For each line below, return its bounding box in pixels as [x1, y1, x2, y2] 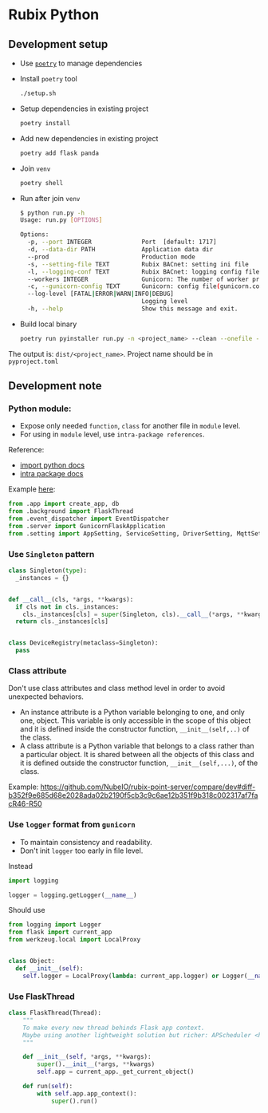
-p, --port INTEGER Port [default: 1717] [27, 238, 217, 247]
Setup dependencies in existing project [19, 104, 149, 113]
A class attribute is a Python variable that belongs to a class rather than [19, 741, 254, 751]
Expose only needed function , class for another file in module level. [19, 421, 241, 431]
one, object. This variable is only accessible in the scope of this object [19, 716, 251, 725]
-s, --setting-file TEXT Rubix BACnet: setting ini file [27, 260, 250, 268]
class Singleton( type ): [8, 566, 88, 575]
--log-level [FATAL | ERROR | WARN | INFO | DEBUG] [27, 290, 174, 298]
